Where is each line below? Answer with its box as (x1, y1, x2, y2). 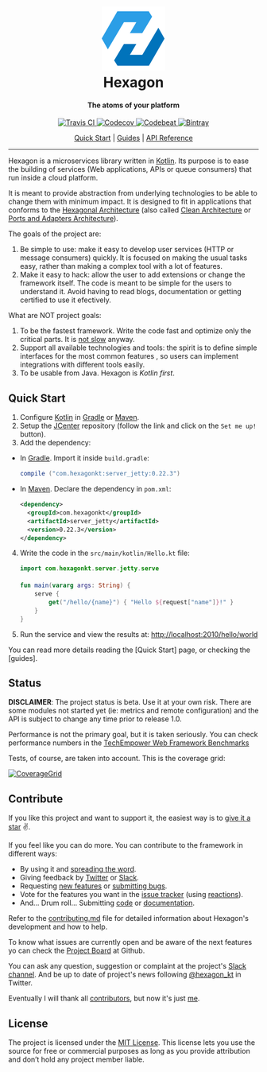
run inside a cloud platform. (8, 173, 99, 183)
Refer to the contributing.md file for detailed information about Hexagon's (8, 914, 249, 923)
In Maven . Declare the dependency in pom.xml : (19, 484, 172, 494)
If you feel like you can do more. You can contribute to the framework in (8, 841, 244, 850)
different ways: (8, 849, 57, 859)
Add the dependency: (19, 438, 91, 448)
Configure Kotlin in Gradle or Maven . (19, 413, 140, 422)
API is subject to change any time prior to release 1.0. (8, 714, 183, 724)
